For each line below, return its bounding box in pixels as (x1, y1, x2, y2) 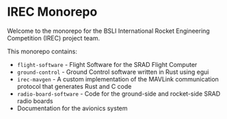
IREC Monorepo (7, 4, 98, 20)
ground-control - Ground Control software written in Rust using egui (16, 68, 209, 76)
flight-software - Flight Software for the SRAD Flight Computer (16, 60, 198, 68)
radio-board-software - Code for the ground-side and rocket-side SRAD (16, 90, 221, 98)
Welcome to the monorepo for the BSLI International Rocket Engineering (7, 27, 210, 35)
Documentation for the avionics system (16, 104, 128, 112)
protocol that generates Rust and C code (16, 82, 132, 90)
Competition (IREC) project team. (7, 34, 101, 42)
